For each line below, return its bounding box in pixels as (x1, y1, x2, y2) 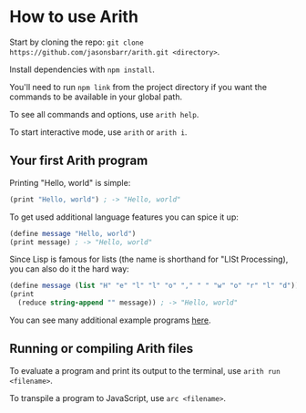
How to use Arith (9, 6, 139, 27)
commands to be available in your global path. (9, 91, 183, 102)
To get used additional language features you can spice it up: (9, 212, 240, 222)
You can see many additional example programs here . (9, 315, 211, 325)
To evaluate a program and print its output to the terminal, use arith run (9, 365, 280, 376)
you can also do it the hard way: (9, 263, 129, 274)
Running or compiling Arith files (9, 341, 194, 356)
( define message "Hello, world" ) (9, 229, 137, 238)
